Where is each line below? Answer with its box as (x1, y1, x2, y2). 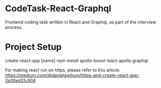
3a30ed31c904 (5, 77, 36, 83)
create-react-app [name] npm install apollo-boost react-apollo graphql (5, 57, 148, 64)
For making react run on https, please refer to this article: (5, 67, 120, 73)
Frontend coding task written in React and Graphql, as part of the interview (5, 19, 156, 25)
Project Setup (5, 42, 62, 53)
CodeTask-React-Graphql (5, 3, 111, 14)
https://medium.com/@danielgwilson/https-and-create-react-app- (5, 72, 140, 78)
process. (5, 24, 23, 30)
